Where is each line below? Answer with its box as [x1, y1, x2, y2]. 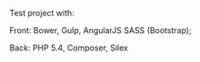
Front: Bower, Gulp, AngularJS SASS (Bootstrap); [9, 25, 193, 35]
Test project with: [9, 8, 75, 18]
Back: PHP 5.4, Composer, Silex [9, 42, 129, 53]
